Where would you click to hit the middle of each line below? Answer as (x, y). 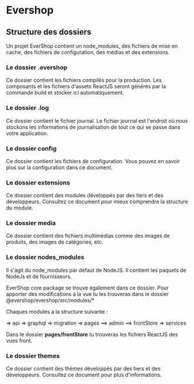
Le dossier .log (28, 108)
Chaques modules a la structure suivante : (57, 311)
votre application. (27, 133)
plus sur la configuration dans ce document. (59, 167)
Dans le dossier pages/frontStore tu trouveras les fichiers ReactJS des (92, 334)
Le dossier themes (33, 356)
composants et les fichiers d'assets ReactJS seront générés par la (86, 86)
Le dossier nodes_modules (45, 257)
